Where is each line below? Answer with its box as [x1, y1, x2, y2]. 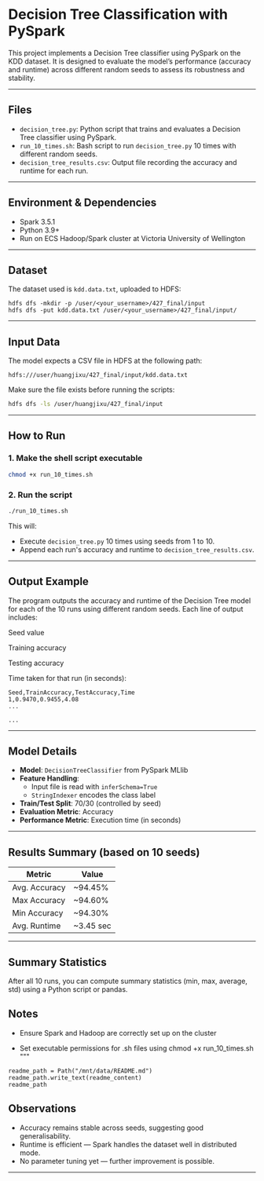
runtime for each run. [19, 166, 89, 175]
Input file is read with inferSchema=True [31, 782, 158, 792]
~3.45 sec [73, 920, 112, 931]
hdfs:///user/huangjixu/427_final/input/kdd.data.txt [8, 371, 189, 379]
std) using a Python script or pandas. [8, 985, 128, 994]
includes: [8, 612, 38, 622]
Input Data [8, 335, 60, 349]
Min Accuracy [12, 908, 64, 919]
